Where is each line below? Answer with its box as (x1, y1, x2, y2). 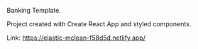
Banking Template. (6, 6, 61, 14)
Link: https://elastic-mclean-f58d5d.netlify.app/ (6, 33, 146, 42)
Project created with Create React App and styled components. (6, 20, 192, 28)
